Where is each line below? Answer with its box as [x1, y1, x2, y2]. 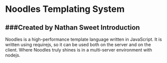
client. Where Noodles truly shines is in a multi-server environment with [5, 47, 152, 53]
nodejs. [5, 52, 21, 58]
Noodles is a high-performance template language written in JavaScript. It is [5, 36, 162, 42]
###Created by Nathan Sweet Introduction [5, 23, 140, 32]
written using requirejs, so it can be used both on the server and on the [5, 42, 151, 48]
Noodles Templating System [5, 3, 125, 15]
